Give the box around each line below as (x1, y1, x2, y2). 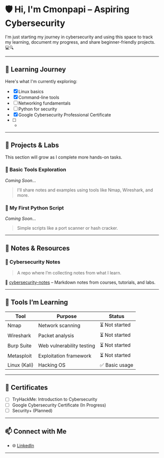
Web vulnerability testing (38, 342, 95, 349)
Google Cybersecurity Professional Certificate (18, 111, 111, 118)
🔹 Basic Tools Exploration (5, 166, 66, 173)
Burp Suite (7, 342, 32, 349)
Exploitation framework (38, 352, 92, 359)
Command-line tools (18, 94, 60, 100)
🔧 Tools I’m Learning (5, 298, 68, 307)
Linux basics (18, 88, 44, 94)
